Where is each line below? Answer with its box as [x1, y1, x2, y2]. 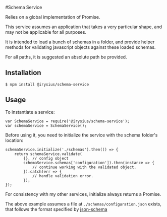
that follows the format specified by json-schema [5, 206, 107, 212]
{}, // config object [23, 156, 69, 161]
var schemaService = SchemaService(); [5, 123, 87, 128]
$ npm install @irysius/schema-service [5, 82, 89, 87]
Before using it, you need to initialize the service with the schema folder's [5, 132, 158, 138]
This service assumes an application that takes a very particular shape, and [5, 24, 162, 30]
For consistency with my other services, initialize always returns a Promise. [5, 191, 161, 197]
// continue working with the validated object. [32, 165, 137, 170]
